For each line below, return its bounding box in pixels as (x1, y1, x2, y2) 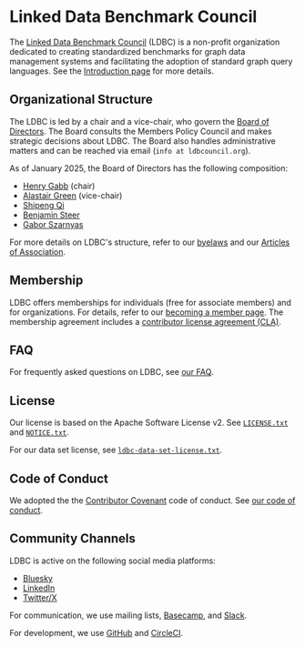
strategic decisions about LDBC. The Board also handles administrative (9, 135, 276, 147)
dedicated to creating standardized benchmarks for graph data (9, 45, 246, 56)
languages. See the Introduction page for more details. (9, 66, 214, 76)
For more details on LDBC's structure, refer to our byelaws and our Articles (9, 237, 290, 248)
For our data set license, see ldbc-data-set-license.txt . (9, 444, 223, 456)
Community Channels (9, 531, 137, 547)
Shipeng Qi (22, 199, 66, 210)
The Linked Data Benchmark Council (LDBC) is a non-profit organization (9, 36, 280, 47)
